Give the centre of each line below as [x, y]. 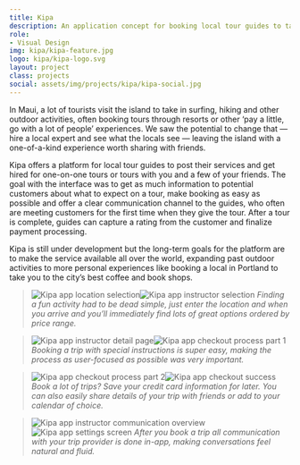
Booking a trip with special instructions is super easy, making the [151, 350]
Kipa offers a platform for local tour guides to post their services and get [142, 165]
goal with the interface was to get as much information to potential [132, 183]
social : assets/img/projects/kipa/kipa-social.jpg [105, 84]
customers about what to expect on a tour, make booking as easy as [135, 193]
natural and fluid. [63, 451]
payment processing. [48, 231]
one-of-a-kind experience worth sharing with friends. [108, 148]
